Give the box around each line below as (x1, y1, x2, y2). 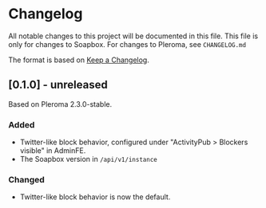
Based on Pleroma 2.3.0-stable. (8, 99, 113, 108)
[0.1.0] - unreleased (8, 78, 108, 92)
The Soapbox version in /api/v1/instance (19, 155, 157, 164)
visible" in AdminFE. (19, 146, 86, 155)
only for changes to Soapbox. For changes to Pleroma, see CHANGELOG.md (8, 39, 246, 49)
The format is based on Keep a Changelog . (8, 55, 149, 65)
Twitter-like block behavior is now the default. (19, 192, 171, 202)
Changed (8, 174, 46, 185)
